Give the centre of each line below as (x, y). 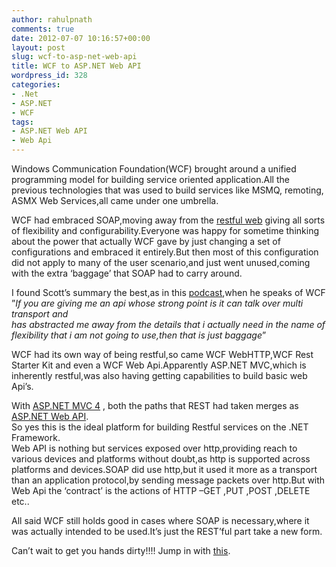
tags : (22, 122)
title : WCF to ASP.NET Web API (76, 66)
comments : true (43, 29)
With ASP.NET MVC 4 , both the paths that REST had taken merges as (155, 405)
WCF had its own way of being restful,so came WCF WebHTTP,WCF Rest (162, 354)
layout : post (38, 47)
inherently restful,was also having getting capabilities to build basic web (159, 375)
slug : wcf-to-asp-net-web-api (74, 57)
